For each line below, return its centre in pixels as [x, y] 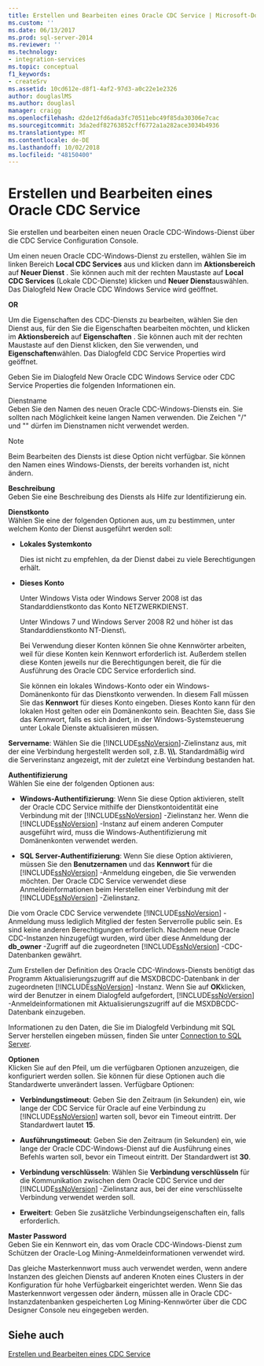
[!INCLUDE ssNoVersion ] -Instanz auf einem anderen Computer [121, 824]
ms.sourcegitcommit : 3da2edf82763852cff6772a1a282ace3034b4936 [114, 125]
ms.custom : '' [31, 23]
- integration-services [47, 60]
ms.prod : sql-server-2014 [50, 37]
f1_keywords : [29, 74]
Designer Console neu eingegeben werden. [79, 1310]
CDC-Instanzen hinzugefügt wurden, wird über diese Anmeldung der [120, 938]
